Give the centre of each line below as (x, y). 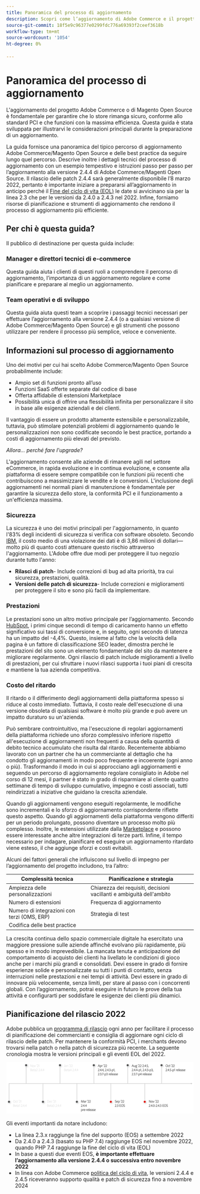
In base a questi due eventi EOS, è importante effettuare (85, 1153)
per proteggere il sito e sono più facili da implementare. (82, 590)
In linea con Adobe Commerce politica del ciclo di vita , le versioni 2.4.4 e (104, 1173)
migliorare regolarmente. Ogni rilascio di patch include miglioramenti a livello (100, 657)
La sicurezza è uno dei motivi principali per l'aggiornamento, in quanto (93, 528)
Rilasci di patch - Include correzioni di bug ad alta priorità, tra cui (94, 571)
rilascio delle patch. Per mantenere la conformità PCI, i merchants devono (96, 1041)
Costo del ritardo (31, 685)
